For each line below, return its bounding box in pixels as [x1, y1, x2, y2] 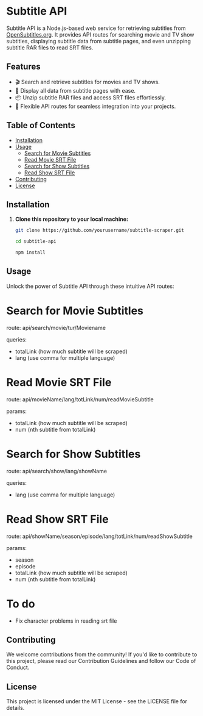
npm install [15, 249, 46, 256]
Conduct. [6, 664, 30, 671]
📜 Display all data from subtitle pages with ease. [15, 87, 136, 94]
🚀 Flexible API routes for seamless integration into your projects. [15, 102, 176, 110]
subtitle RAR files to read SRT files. [6, 44, 94, 51]
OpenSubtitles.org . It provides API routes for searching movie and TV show [6, 30, 194, 38]
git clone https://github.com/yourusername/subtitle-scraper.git [15, 227, 184, 234]
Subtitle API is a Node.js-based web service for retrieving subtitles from [6, 24, 186, 32]
